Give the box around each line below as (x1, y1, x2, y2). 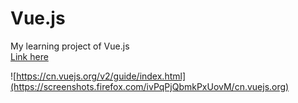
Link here (10, 50, 49, 62)
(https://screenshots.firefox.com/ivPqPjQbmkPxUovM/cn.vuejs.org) (10, 80, 290, 92)
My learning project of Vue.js (10, 40, 130, 52)
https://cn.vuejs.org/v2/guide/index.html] (16, 70, 187, 82)
